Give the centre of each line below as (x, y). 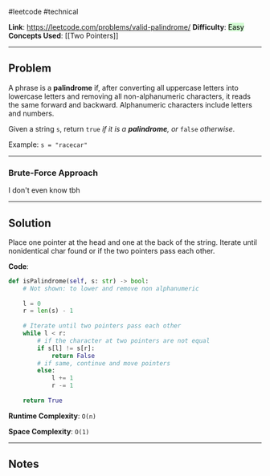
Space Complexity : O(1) (49, 431)
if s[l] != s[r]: (66, 348)
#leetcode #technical (43, 12)
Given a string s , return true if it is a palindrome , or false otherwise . (122, 128)
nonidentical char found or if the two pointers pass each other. (112, 250)
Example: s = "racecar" (48, 144)
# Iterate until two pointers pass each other (102, 326)
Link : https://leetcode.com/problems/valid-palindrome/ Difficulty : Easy (127, 27)
